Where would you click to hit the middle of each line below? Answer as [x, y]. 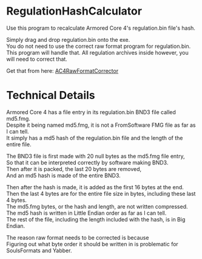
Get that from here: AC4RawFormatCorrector [62, 70]
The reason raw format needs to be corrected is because [78, 237]
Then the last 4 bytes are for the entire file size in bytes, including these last [101, 193]
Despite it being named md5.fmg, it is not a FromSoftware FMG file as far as [101, 125]
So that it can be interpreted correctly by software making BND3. [87, 163]
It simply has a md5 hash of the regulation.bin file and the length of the [95, 138]
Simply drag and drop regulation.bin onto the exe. [68, 39]
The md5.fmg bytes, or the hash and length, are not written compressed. [97, 206]
